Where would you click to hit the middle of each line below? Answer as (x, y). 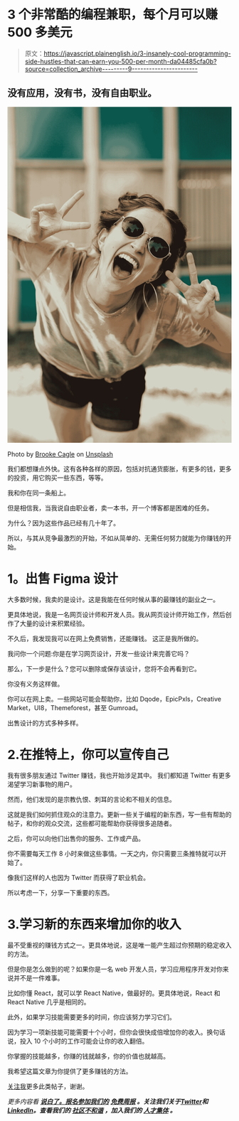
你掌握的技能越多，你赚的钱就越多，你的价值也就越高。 (88, 1056)
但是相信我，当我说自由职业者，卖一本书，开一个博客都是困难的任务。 (110, 508)
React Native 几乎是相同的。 (49, 1002)
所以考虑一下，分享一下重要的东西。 (60, 893)
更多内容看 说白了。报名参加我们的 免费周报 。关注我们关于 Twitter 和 (108, 1102)
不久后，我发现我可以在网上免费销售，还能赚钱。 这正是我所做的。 (105, 639)
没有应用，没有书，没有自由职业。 (82, 93)
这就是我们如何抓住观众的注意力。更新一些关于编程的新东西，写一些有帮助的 (119, 815)
